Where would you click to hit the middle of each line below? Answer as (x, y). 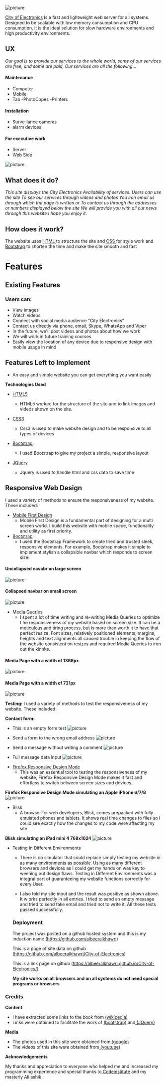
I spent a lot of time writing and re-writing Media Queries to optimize (90, 617)
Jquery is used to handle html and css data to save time (77, 472)
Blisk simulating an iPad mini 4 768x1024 (48, 838)
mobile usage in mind (34, 347)
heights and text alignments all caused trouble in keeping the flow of (90, 638)
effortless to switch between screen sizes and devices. (76, 783)
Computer (23, 89)
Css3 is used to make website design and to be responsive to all (85, 428)
